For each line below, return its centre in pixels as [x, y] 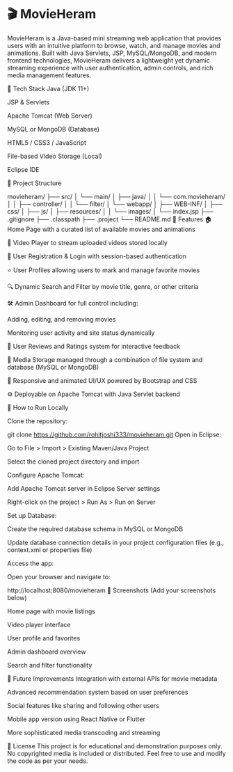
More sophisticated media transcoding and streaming [84, 732]
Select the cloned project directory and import [73, 462]
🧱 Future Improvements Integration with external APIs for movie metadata [112, 678]
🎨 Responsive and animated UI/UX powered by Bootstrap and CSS [102, 380]
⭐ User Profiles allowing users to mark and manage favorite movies [104, 270]
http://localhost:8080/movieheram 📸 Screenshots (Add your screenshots [112, 590]
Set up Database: [32, 515]
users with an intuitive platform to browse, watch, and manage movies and [114, 45]
